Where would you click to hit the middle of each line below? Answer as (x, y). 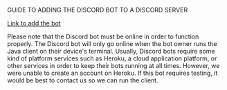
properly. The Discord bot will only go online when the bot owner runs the (112, 44)
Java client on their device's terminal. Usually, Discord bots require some (111, 51)
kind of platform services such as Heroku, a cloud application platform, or (112, 58)
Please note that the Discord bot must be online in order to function (103, 36)
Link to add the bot (34, 23)
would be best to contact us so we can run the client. (83, 80)
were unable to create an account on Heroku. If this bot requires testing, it (112, 73)
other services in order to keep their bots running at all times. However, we (113, 66)
